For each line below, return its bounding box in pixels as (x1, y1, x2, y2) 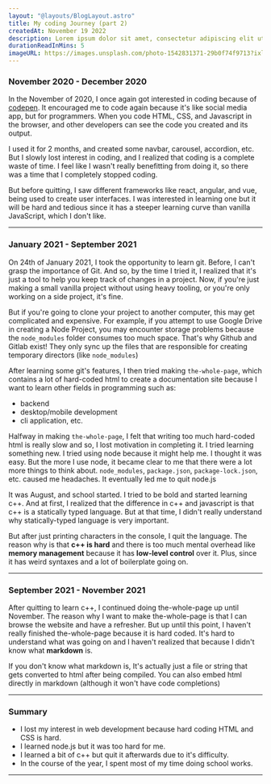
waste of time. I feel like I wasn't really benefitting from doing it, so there (8, 161, 248, 171)
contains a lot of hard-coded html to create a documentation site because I (8, 374, 257, 384)
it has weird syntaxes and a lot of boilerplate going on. (8, 557, 189, 566)
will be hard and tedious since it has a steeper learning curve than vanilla (8, 202, 251, 212)
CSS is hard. (19, 733, 62, 743)
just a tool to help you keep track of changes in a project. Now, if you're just (8, 274, 260, 284)
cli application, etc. (19, 415, 83, 425)
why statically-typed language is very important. (8, 515, 169, 525)
